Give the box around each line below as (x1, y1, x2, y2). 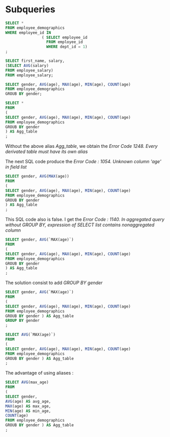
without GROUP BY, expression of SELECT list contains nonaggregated (5, 222, 155, 228)
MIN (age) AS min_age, (5, 408, 51, 413)
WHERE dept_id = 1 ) (46, 45, 88, 50)
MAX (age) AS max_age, (5, 403, 51, 409)
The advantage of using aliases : (5, 370, 74, 376)
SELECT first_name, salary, (5, 58, 65, 63)
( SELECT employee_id (41, 35, 88, 40)
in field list (5, 164, 27, 170)
